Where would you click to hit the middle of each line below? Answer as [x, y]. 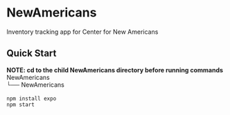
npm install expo [32, 98]
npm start [21, 105]
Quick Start [32, 53]
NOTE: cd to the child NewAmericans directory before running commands [115, 70]
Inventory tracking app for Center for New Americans [82, 32]
